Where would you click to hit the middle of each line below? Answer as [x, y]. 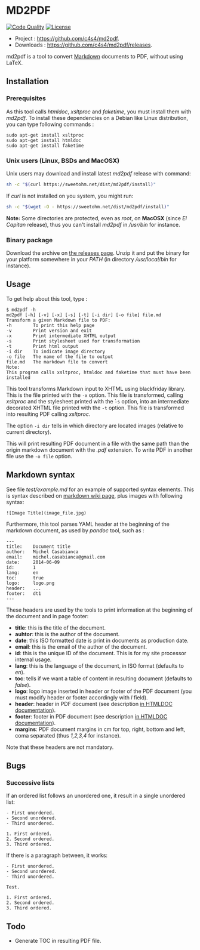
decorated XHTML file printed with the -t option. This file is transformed [95, 408]
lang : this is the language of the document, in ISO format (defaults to [99, 665]
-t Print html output [42, 346]
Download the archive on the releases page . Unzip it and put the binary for [98, 253]
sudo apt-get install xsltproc [45, 135]
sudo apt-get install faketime [45, 146]
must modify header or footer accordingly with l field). [81, 697]
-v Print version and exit [49, 331]
